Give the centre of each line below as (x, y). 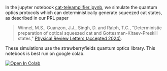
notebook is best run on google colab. (45, 53)
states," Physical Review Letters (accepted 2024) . (70, 38)
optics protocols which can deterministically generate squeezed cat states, (84, 13)
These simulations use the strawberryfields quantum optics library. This (80, 48)
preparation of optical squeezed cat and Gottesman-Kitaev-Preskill (88, 33)
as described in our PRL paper (37, 18)
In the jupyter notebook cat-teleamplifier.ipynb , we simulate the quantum (81, 7)
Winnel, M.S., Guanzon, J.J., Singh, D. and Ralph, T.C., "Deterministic (90, 28)
